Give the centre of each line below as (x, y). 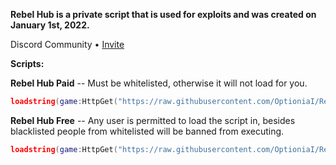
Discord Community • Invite (67, 44)
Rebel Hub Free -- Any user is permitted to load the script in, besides (153, 120)
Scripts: (27, 63)
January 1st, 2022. (50, 25)
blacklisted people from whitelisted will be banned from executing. (147, 131)
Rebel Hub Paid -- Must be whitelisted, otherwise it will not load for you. (159, 83)
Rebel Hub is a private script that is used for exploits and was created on (163, 14)
